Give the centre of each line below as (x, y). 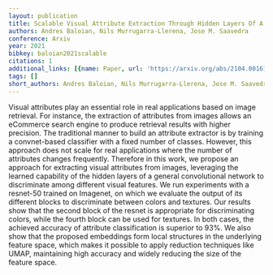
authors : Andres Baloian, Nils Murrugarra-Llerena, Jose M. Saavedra (129, 31)
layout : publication (43, 16)
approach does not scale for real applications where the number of (121, 150)
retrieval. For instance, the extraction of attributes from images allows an (130, 115)
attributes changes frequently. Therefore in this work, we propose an (123, 158)
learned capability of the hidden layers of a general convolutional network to (136, 176)
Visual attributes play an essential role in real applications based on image (132, 107)
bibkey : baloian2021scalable (58, 54)
